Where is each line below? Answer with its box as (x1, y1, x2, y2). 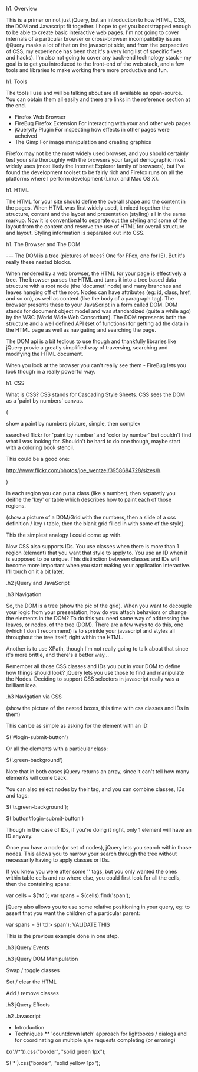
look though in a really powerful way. (6, 368, 96, 375)
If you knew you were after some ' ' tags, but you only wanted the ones (6, 868, 177, 875)
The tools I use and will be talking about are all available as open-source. (6, 90, 183, 96)
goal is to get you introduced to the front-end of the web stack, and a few (6, 60, 184, 67)
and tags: (6, 792, 29, 799)
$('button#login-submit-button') (6, 815, 84, 822)
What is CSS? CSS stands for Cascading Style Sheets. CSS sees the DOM (6, 391, 186, 398)
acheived (14, 132, 37, 139)
